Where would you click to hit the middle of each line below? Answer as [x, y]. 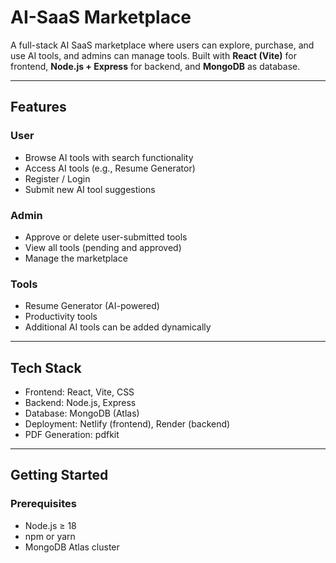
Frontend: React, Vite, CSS [79, 392]
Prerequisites [43, 504]
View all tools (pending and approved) [103, 247]
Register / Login [57, 178]
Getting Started [59, 475]
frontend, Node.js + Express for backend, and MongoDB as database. [155, 66]
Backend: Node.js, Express [80, 403]
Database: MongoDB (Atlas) [82, 413]
